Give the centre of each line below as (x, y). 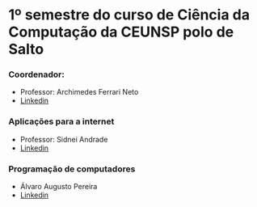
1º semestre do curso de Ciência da (129, 15)
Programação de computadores (72, 169)
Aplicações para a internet (61, 121)
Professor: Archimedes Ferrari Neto (79, 92)
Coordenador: (36, 74)
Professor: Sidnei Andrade (64, 139)
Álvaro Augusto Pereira (59, 187)
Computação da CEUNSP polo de (121, 32)
